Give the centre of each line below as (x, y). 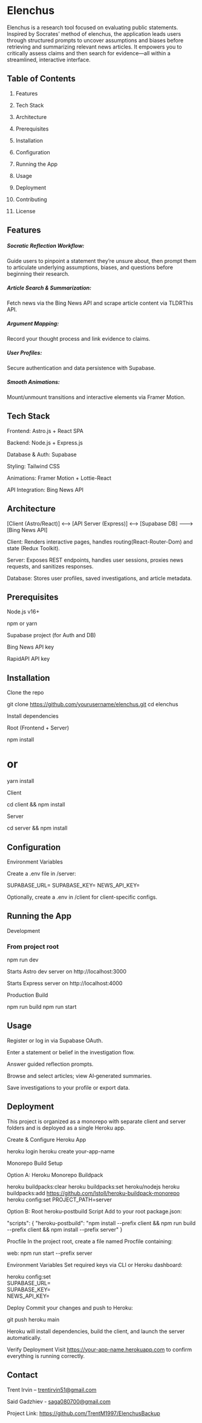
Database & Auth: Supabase (42, 454)
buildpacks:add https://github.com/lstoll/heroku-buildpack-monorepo (93, 1193)
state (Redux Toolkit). (33, 548)
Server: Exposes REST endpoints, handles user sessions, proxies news (95, 560)
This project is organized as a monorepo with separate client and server (96, 1121)
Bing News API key (31, 647)
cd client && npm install (36, 805)
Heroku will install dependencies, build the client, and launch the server (96, 1331)
